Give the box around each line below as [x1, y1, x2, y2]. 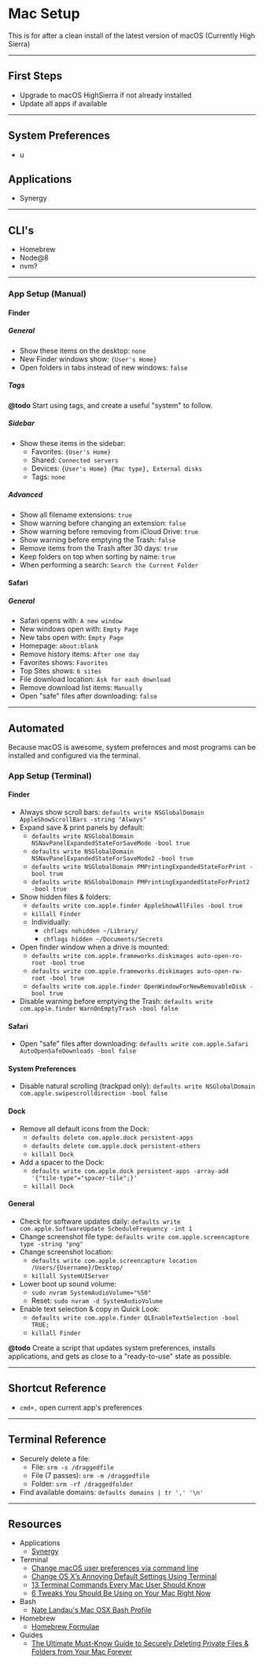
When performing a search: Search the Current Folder [19, 560, 199, 570]
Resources [8, 1517, 62, 1531]
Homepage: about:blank [19, 641, 99, 651]
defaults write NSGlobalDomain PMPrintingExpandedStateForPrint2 [31, 878, 250, 886]
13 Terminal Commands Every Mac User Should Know [31, 1580, 206, 1590]
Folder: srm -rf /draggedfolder [31, 1479, 134, 1488]
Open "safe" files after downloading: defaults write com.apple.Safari [19, 1039, 249, 1049]
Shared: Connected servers [31, 455, 119, 465]
